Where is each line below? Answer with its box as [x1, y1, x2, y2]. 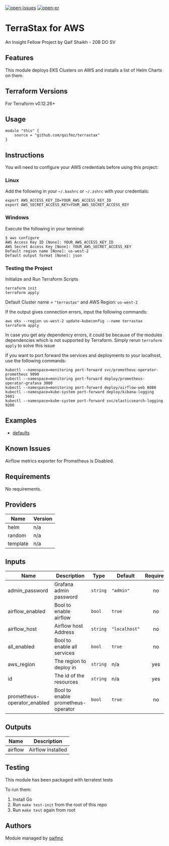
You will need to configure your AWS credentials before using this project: [5, 164, 158, 170]
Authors [5, 822, 32, 830]
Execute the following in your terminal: [5, 225, 84, 231]
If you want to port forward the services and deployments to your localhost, [5, 352, 162, 358]
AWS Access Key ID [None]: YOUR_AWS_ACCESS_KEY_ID [5, 239, 114, 245]
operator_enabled [8, 699, 50, 706]
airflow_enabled [8, 608, 46, 615]
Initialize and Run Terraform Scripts [5, 276, 78, 282]
